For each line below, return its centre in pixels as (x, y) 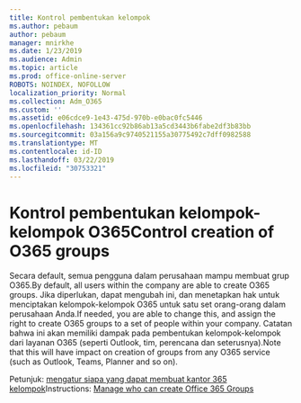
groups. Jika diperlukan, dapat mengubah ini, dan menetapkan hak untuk (145, 295)
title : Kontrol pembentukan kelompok (80, 18)
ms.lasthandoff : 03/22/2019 (62, 160)
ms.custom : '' (36, 110)
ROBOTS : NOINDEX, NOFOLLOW (60, 85)
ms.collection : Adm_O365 (56, 101)
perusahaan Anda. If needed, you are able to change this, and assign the (143, 314)
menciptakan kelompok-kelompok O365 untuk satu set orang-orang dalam (147, 304)
